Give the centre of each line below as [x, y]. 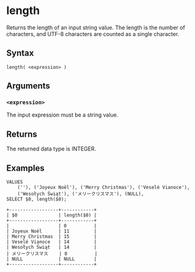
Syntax [20, 53]
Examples [25, 168]
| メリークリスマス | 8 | [52, 254]
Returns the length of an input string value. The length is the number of [96, 27]
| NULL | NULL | [52, 259]
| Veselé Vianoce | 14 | [52, 242]
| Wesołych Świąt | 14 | [52, 248]
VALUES [15, 182]
